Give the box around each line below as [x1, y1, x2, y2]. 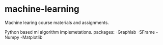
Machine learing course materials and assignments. [4, 20, 109, 25]
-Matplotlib [20, 34, 43, 40]
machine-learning [4, 3, 80, 15]
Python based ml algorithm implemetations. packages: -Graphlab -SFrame [4, 29, 155, 35]
